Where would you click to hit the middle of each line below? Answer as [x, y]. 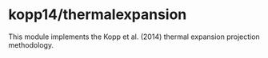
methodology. [31, 44]
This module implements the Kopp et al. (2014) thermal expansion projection [134, 37]
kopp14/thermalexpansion [98, 15]
